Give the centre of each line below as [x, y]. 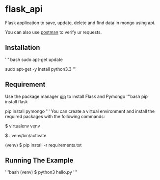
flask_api [24, 9]
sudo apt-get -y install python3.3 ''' [41, 69]
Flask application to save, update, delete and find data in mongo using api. [80, 23]
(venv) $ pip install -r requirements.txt [43, 145]
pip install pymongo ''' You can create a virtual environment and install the [80, 111]
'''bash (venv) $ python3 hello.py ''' [41, 172]
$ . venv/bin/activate [26, 135]
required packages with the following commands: [55, 116]
